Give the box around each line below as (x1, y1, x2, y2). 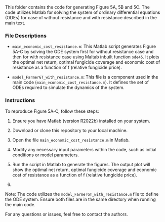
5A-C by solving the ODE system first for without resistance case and (12, 49, 154, 55)
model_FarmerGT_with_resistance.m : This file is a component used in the (12, 74, 159, 80)
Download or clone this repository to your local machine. (12, 127, 128, 133)
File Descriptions (5, 32, 47, 39)
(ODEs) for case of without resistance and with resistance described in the (5, 15, 157, 20)
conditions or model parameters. (12, 152, 79, 158)
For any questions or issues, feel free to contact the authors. (5, 211, 128, 217)
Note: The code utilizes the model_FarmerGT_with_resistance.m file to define (5, 191, 159, 197)
